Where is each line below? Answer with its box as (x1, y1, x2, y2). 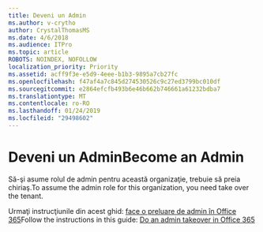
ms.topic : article (8, 48, 69, 56)
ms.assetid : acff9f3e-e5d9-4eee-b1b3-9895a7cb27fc (8, 70, 178, 78)
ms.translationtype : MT (8, 92, 87, 100)
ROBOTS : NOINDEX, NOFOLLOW (8, 56, 97, 64)
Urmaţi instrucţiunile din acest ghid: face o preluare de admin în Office (8, 206, 237, 215)
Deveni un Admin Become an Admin (8, 148, 245, 167)
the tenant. (8, 191, 43, 200)
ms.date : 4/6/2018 (8, 33, 69, 42)
